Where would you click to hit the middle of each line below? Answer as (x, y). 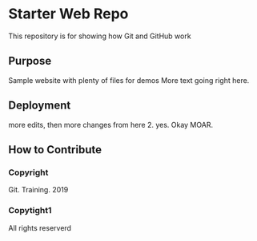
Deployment (40, 106)
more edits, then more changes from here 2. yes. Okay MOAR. (111, 124)
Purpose (30, 61)
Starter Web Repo (68, 14)
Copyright (28, 172)
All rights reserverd (40, 227)
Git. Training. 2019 (38, 190)
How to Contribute (55, 150)
